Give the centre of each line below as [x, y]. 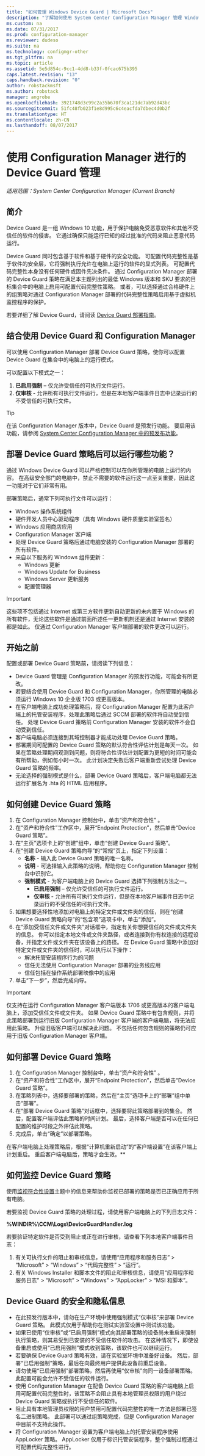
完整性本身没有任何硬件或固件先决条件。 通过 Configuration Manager [98, 271]
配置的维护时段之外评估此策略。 [55, 1126]
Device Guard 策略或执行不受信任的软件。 [68, 1401]
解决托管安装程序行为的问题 [59, 958]
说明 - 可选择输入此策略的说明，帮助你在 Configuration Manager [105, 866]
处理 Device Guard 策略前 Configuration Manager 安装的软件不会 [109, 722]
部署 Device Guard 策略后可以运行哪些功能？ [91, 455]
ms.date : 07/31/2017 [33, 29]
